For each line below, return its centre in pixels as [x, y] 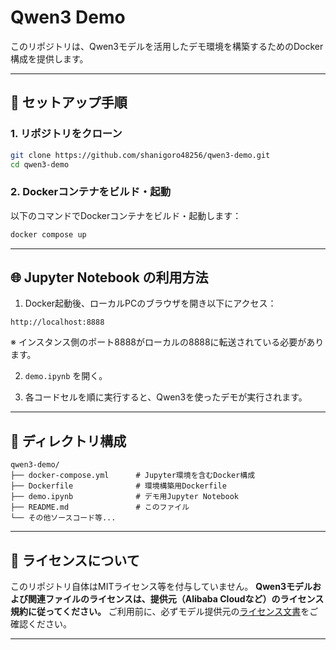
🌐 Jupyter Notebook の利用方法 [109, 277]
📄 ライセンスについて [75, 560]
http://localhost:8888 [57, 322]
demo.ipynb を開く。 [66, 376]
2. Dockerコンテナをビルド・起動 [91, 192]
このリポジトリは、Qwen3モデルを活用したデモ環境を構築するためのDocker [167, 46]
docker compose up [48, 234]
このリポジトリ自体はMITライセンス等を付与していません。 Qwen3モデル [161, 586]
